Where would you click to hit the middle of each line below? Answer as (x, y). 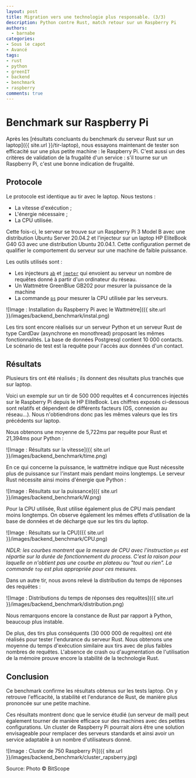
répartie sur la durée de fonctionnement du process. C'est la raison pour (94, 557)
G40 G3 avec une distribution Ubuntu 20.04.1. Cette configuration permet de (98, 244)
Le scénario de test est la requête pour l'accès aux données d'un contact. (95, 346)
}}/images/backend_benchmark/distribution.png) (65, 604)
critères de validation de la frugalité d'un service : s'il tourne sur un (87, 157)
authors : (17, 28)
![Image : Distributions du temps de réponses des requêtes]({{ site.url (90, 598)
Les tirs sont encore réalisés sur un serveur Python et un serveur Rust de (94, 327)
